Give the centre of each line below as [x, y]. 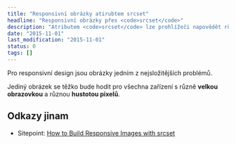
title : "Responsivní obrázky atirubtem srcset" [78, 14]
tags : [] [20, 53]
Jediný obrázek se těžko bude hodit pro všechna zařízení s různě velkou [113, 86]
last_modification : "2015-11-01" [56, 40]
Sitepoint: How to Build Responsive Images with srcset [96, 133]
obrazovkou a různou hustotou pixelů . [64, 94]
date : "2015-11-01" [36, 33]
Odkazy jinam [38, 116]
